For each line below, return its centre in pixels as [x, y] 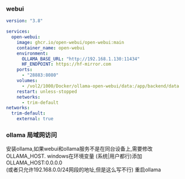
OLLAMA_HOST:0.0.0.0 [34, 163]
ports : [25, 70]
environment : [32, 53]
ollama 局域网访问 [32, 135]
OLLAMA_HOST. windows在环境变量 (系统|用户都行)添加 [74, 156]
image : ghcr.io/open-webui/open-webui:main [71, 42]
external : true [35, 119]
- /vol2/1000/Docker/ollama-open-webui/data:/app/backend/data [100, 86]
